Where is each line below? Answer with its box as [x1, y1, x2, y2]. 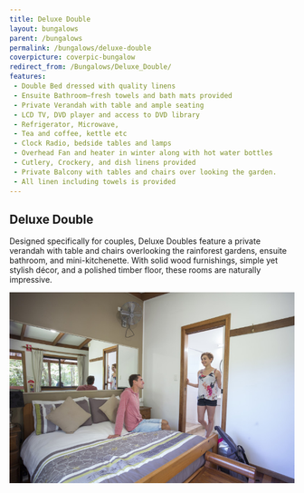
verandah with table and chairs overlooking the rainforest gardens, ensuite [9, 246, 288, 256]
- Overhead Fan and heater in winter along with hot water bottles [13, 149, 273, 158]
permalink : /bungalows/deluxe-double [9, 43, 152, 53]
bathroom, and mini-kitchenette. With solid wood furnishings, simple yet [9, 255, 279, 266]
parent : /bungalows [9, 34, 83, 43]
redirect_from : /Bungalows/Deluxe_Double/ [9, 63, 172, 72]
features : [9, 72, 47, 82]
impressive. [9, 275, 52, 285]
